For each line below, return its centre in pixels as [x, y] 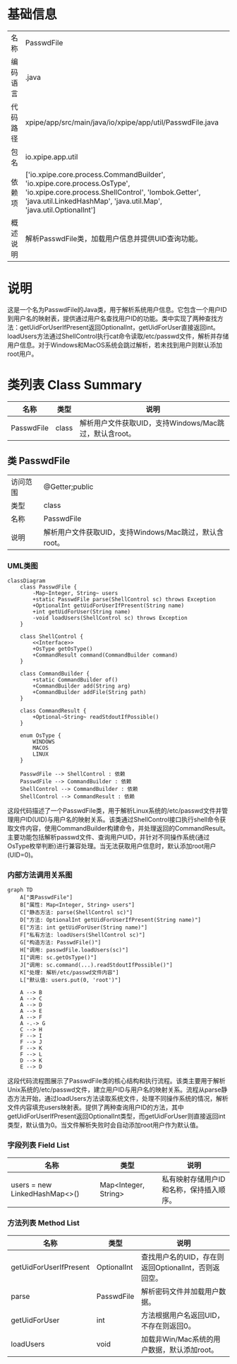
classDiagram [26, 581]
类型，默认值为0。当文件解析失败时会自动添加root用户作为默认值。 [105, 1125]
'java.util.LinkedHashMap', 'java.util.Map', [93, 201]
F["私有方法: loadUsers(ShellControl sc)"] [83, 935]
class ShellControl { [51, 636]
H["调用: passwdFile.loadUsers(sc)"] [74, 950]
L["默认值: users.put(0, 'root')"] [71, 981]
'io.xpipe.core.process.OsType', [78, 183]
